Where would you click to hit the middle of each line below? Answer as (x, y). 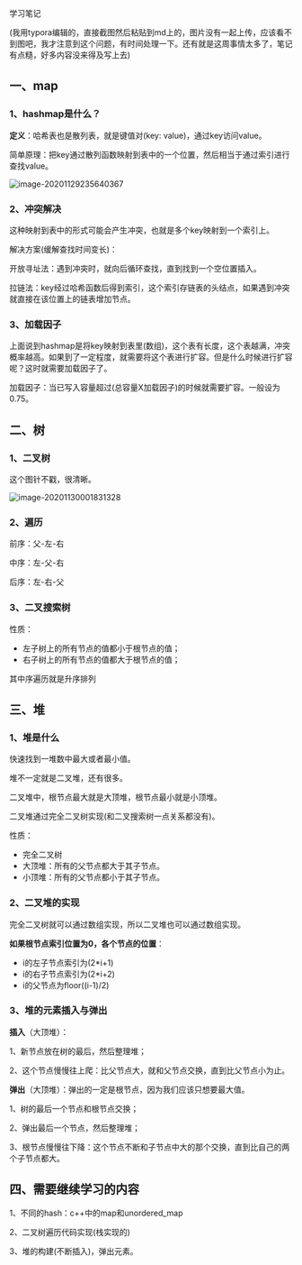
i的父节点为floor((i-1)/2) (66, 985)
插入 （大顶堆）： (39, 1031)
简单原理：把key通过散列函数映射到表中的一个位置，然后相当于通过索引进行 (150, 154)
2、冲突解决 (36, 208)
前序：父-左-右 (37, 544)
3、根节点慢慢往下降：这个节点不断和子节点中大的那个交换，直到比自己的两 (150, 1147)
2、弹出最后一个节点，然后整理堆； (75, 1127)
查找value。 (31, 166)
